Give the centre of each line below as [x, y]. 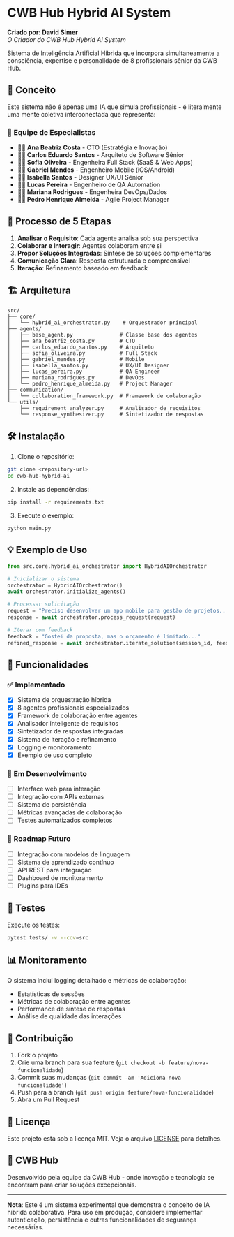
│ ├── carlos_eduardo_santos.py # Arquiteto [81, 347]
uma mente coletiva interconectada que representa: [81, 114]
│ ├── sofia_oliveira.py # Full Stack [82, 353]
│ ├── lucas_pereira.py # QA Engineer [84, 372]
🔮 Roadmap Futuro [39, 839]
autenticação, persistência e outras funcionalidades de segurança [102, 1220]
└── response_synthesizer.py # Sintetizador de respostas [112, 414]
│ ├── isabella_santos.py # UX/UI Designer [88, 365]
